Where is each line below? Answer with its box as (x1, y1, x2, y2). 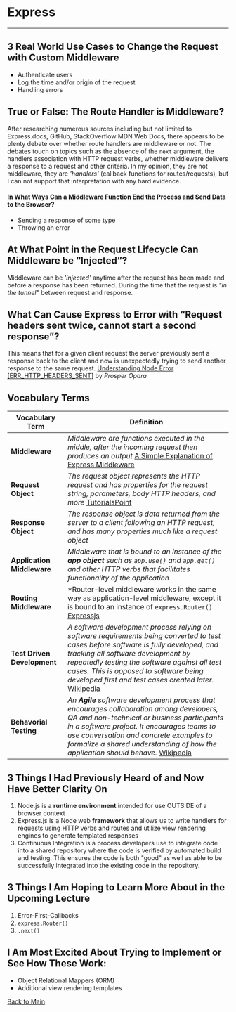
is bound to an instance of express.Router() (67, 602, 213, 612)
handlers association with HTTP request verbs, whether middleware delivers (7, 154, 228, 162)
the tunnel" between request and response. (7, 288, 133, 297)
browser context (17, 809, 65, 817)
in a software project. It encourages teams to (67, 722, 216, 732)
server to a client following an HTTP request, (67, 518, 216, 528)
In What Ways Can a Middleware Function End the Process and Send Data (7, 193, 226, 201)
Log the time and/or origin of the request (17, 78, 136, 86)
